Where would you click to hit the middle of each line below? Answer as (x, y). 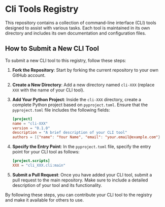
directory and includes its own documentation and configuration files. (76, 33)
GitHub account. (29, 75)
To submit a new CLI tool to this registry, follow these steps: (66, 60)
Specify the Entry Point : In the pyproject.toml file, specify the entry (82, 147)
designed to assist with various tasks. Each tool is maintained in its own (78, 28)
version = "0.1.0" (31, 128)
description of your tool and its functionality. (57, 185)
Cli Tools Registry (42, 9)
